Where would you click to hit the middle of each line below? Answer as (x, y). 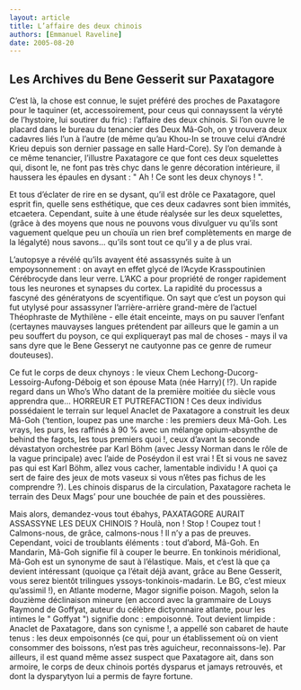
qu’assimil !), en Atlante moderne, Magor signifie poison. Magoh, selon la (144, 590)
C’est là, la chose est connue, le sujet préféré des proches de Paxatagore (145, 101)
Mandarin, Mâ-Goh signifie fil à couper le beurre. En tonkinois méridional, (145, 553)
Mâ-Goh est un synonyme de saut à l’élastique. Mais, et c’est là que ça (140, 562)
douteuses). (31, 355)
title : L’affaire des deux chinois (76, 26)
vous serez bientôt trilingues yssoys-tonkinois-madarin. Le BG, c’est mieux (148, 581)
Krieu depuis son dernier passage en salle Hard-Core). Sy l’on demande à (146, 148)
